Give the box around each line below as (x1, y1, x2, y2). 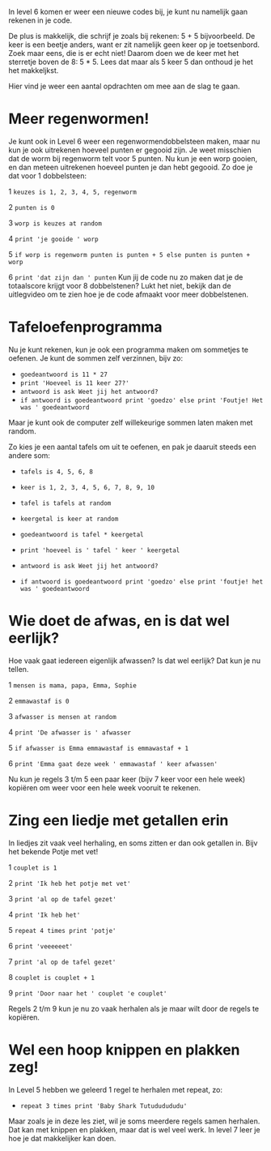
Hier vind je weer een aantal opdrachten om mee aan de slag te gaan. (8, 81, 240, 91)
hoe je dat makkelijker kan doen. (8, 1133, 116, 1143)
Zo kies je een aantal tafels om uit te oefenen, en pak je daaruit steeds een (8, 442, 256, 451)
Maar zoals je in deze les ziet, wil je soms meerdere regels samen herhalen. (8, 1116, 260, 1126)
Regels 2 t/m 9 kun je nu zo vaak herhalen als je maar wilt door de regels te (8, 1003, 260, 1013)
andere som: (8, 450, 51, 460)
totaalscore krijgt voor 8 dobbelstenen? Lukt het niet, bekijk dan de (8, 280, 232, 290)
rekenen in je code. (8, 15, 73, 25)
